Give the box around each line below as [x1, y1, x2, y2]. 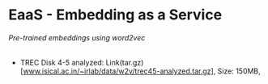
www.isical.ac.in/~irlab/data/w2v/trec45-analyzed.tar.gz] [23, 66, 215, 76]
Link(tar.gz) [105, 58, 144, 68]
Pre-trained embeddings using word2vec [8, 32, 146, 42]
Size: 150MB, [217, 66, 261, 76]
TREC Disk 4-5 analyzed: [19, 58, 104, 68]
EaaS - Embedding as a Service [8, 6, 223, 24]
